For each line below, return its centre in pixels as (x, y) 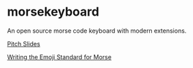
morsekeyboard (53, 12)
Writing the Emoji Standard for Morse (59, 57)
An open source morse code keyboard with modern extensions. (97, 31)
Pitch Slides (24, 44)
